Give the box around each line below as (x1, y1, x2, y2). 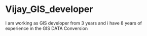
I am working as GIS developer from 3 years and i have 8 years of (5, 20, 142, 26)
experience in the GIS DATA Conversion (5, 25, 88, 31)
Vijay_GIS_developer (5, 3, 93, 15)
